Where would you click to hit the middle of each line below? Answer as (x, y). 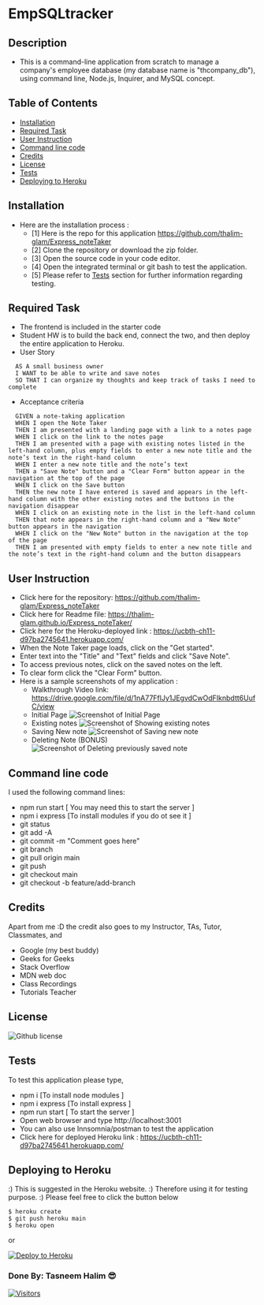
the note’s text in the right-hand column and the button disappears (125, 554)
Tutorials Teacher (48, 992)
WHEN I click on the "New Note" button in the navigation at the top (132, 534)
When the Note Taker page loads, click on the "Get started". (117, 648)
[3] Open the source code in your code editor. (106, 258)
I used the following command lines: (67, 792)
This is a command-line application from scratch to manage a (119, 62)
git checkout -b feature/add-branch (77, 883)
